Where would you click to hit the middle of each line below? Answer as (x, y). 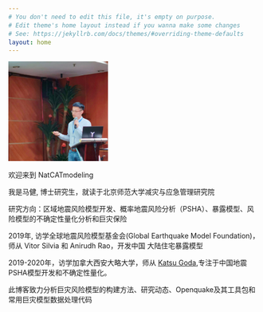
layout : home (30, 42)
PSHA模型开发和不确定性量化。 (60, 273)
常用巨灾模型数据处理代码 (50, 300)
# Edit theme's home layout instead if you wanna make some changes (124, 25)
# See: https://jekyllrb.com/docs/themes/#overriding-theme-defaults (126, 34)
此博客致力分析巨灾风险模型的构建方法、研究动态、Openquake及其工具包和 (132, 290)
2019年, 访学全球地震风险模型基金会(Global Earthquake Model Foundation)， (134, 236)
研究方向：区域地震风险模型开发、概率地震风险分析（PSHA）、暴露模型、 (128, 209)
